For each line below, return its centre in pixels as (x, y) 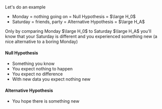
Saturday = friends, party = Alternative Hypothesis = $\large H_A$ (78, 22)
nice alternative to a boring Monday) (41, 42)
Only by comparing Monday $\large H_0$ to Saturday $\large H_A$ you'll (78, 31)
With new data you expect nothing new (51, 79)
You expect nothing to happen (42, 69)
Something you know (33, 64)
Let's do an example (25, 7)
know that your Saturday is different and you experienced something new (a (81, 36)
